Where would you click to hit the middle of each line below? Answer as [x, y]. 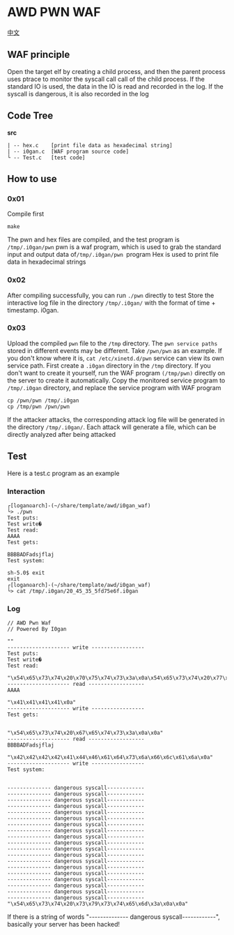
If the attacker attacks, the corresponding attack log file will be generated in [116, 419]
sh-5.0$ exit [26, 573]
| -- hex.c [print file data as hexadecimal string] [90, 145]
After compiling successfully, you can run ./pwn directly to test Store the [111, 295]
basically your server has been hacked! [64, 925]
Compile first [26, 214]
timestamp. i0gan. [33, 310]
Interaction [26, 491]
